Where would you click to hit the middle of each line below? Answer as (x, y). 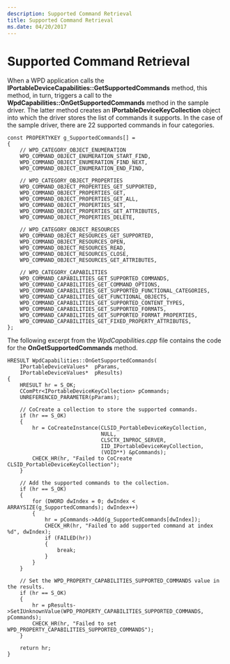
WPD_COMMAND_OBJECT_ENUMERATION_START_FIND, (85, 157)
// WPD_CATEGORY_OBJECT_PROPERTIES (71, 181)
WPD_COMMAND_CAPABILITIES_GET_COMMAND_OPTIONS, (90, 285)
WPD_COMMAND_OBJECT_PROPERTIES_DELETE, (78, 217)
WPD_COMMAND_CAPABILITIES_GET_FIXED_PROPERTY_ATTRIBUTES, (106, 322)
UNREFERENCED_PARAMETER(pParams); (70, 398)
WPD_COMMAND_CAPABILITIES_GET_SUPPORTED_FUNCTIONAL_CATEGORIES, (115, 291)
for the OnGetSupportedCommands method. (72, 348)
